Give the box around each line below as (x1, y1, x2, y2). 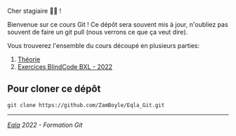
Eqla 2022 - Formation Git (7, 120, 83, 129)
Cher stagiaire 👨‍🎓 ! (7, 7, 62, 15)
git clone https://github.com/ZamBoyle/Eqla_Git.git (7, 101, 165, 109)
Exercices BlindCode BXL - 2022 (17, 63, 113, 70)
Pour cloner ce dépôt (7, 83, 101, 95)
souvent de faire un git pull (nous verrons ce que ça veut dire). (7, 28, 188, 36)
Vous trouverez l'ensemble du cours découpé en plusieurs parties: (7, 42, 200, 49)
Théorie (17, 55, 41, 63)
